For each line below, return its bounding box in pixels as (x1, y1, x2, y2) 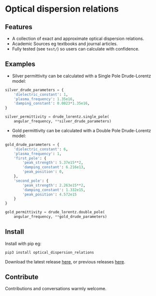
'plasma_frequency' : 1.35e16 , (14, 96, 75, 102)
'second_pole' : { (14, 178, 49, 183)
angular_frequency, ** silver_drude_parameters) (14, 119, 111, 124)
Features (5, 23, 32, 31)
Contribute (5, 273, 39, 281)
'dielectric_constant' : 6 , (14, 147, 68, 152)
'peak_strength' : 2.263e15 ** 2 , (22, 183, 86, 188)
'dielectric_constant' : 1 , (14, 92, 68, 97)
